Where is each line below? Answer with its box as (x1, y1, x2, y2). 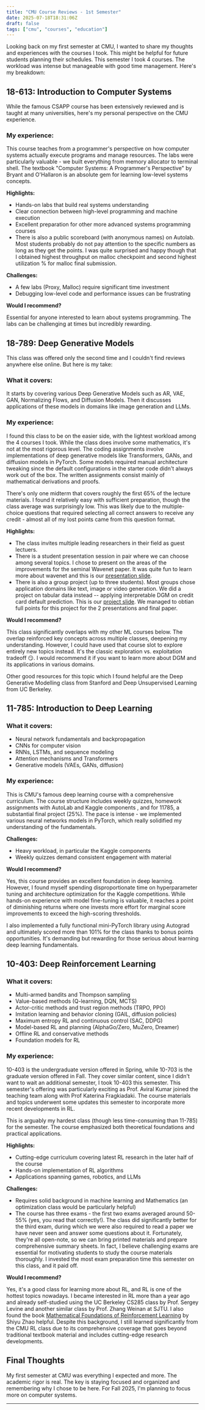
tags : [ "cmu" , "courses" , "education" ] (6, 26, 108, 32)
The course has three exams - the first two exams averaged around (15, 1210, 185, 1217)
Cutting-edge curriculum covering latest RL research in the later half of (15, 1153, 194, 1161)
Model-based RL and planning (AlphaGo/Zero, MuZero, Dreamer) (15, 1024, 179, 1031)
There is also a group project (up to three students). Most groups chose (15, 578, 196, 585)
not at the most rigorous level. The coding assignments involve (6, 445, 164, 452)
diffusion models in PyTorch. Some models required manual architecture (6, 458, 188, 465)
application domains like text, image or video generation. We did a (15, 585, 181, 592)
